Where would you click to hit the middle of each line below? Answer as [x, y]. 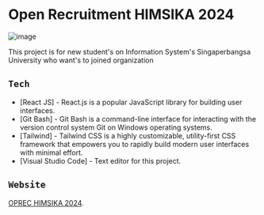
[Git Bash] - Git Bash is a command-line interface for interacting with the [138, 119]
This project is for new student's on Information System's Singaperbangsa [130, 51]
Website [27, 185]
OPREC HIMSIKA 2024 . [46, 202]
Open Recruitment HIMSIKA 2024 [121, 15]
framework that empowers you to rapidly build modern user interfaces [134, 144]
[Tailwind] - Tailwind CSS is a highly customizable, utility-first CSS [128, 135]
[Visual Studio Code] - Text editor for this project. [100, 160]
